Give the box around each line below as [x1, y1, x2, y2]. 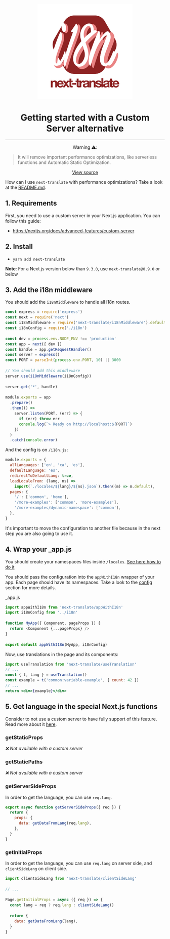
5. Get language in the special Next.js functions [5, 703, 158, 711]
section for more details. [5, 584, 56, 591]
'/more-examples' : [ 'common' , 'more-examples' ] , [14, 500, 119, 505]
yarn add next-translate [12, 257, 65, 262]
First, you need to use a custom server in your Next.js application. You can [5, 212, 160, 219]
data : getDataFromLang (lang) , [14, 918, 78, 924]
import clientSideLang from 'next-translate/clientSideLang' [5, 876, 137, 881]
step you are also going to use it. [5, 530, 73, 537]
